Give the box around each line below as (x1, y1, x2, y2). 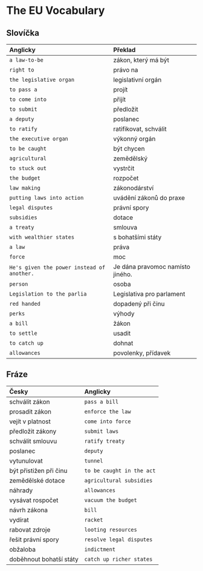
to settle (9, 330, 37, 337)
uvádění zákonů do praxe (113, 194, 185, 202)
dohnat (113, 339, 134, 347)
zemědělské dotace (9, 476, 65, 484)
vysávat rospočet (9, 496, 59, 504)
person (9, 281, 28, 288)
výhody (113, 309, 135, 318)
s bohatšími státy (113, 233, 162, 241)
